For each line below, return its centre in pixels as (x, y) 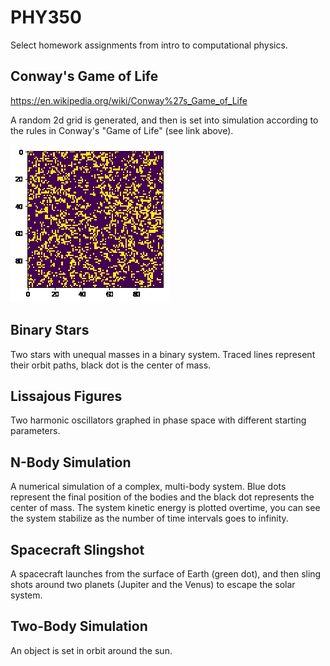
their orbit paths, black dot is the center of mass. (111, 365)
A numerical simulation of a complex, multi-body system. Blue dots (148, 487)
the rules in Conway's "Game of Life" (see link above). (122, 130)
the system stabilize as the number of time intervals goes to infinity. (149, 518)
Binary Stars (50, 330)
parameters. (35, 431)
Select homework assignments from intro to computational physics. (149, 45)
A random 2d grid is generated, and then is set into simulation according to (164, 120)
